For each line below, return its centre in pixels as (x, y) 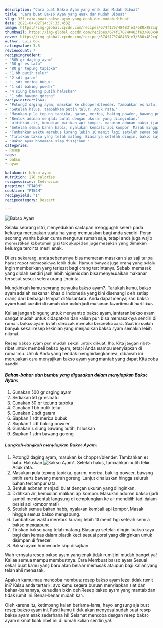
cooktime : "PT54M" (24, 191)
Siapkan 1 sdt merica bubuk (40, 418)
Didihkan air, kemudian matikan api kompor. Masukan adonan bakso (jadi (85, 494)
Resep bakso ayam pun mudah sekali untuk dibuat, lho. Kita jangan (72, 343)
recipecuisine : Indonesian (32, 182)
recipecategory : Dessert (30, 200)
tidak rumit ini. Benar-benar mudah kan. (45, 595)
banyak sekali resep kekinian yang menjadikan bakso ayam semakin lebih (78, 328)
